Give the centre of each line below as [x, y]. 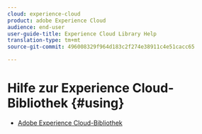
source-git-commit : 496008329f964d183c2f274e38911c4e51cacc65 [101, 47]
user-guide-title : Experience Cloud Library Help [82, 34]
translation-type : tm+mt [44, 40]
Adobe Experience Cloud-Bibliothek [70, 123]
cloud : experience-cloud [44, 14]
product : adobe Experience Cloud [57, 21]
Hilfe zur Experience [68, 88]
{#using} [97, 103]
